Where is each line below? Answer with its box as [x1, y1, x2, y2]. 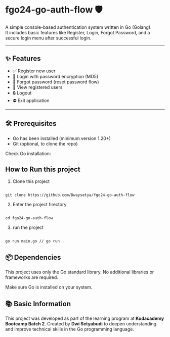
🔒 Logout [12, 89, 32, 96]
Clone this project [12, 178, 50, 184]
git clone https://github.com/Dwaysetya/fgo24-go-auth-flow [5, 192, 135, 198]
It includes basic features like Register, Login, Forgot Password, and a [5, 29, 150, 35]
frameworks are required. [5, 274, 58, 280]
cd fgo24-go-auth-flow [5, 216, 53, 221]
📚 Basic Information [5, 299, 71, 308]
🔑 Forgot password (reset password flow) [12, 79, 100, 85]
